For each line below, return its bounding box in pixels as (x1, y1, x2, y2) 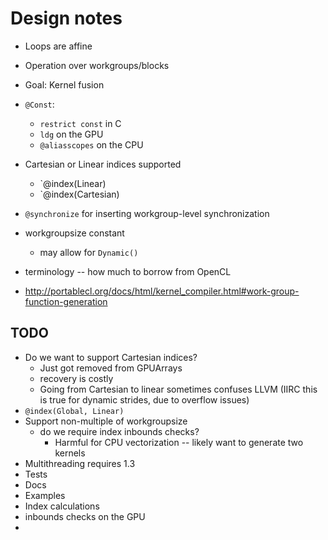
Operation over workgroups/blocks (24, 59, 170, 71)
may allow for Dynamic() (39, 246, 139, 258)
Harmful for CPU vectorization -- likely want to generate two (54, 436, 304, 448)
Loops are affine (24, 40, 93, 52)
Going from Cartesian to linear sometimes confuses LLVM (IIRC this (39, 383, 318, 395)
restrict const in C (39, 117, 122, 129)
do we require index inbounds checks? (39, 425, 200, 437)
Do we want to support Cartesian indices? (24, 351, 198, 363)
